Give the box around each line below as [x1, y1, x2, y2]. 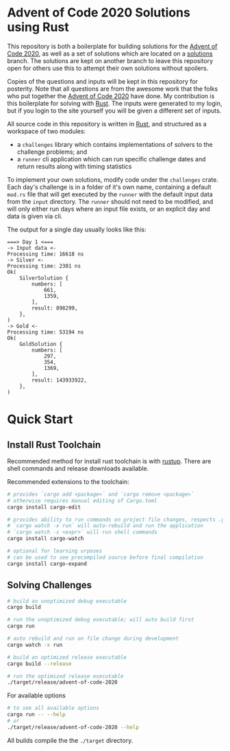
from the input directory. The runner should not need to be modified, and [7, 197, 214, 205]
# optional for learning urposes [7, 548, 103, 555]
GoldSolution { [19, 340, 63, 347]
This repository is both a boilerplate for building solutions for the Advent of [7, 42, 218, 50]
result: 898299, [31, 304, 78, 312]
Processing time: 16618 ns [7, 251, 84, 257]
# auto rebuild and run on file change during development [7, 635, 179, 642]
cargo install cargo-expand [7, 560, 88, 567]
